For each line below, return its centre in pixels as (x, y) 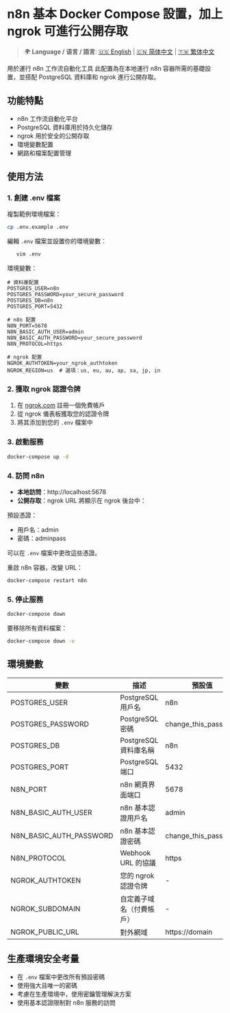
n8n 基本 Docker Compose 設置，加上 (115, 14)
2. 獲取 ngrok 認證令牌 (44, 389)
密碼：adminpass (41, 538)
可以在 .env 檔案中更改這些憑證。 (54, 553)
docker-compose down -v (41, 641)
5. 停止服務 (25, 599)
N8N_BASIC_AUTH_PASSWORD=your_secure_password (75, 338)
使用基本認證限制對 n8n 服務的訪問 (66, 1002)
